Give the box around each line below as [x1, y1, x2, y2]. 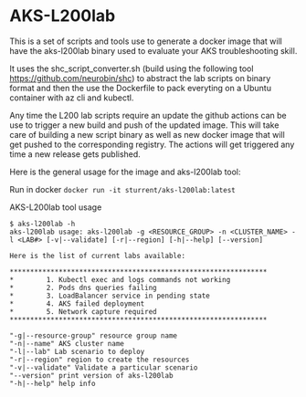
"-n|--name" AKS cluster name [9, 339, 125, 348]
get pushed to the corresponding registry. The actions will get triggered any [9, 139, 295, 150]
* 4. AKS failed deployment [9, 298, 145, 308]
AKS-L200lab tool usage [9, 202, 102, 213]
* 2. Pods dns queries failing [9, 283, 157, 292]
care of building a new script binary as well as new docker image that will [9, 129, 285, 140]
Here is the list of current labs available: [9, 251, 185, 260]
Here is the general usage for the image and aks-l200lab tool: [9, 166, 241, 177]
